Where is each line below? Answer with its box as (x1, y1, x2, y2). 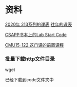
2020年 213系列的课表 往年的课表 (5, 21, 72, 27)
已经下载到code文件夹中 (5, 77, 54, 83)
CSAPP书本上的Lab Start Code (5, 32, 67, 37)
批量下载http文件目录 (5, 55, 55, 62)
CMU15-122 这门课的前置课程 (5, 42, 64, 48)
